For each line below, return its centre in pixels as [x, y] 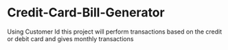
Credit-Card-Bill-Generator [86, 13]
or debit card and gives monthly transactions [70, 38]
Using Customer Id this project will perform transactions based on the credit [115, 32]
